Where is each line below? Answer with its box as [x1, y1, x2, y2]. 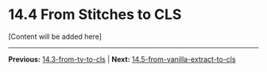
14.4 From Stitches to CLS [8, 6, 182, 24]
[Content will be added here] [8, 32, 102, 41]
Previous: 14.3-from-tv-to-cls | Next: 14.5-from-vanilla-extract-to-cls [8, 54, 236, 64]
